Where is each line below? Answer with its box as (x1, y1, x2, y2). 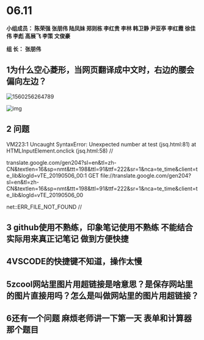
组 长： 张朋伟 (6, 45, 42, 52)
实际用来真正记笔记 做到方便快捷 (6, 233, 129, 244)
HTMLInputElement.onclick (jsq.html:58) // (6, 147, 114, 154)
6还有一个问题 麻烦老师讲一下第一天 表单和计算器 (6, 313, 192, 324)
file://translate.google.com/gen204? (100, 172, 191, 179)
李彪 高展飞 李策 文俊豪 (13, 32, 71, 40)
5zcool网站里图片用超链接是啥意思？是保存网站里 (6, 279, 194, 289)
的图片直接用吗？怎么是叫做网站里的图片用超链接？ (6, 291, 199, 301)
